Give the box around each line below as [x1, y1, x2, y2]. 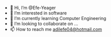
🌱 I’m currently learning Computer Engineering [10, 15, 106, 21]
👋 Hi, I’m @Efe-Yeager [10, 5, 56, 10]
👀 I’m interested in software [10, 10, 67, 16]
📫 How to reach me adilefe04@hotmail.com [10, 26, 102, 32]
